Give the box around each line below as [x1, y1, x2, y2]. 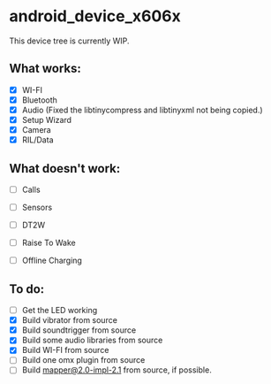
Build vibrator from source [21, 315, 117, 326]
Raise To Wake [21, 237, 77, 249]
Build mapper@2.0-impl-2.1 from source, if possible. [21, 365, 212, 375]
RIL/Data [21, 134, 54, 145]
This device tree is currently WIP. [9, 35, 130, 46]
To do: [9, 281, 45, 296]
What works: [9, 61, 81, 76]
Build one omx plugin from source [21, 355, 146, 365]
